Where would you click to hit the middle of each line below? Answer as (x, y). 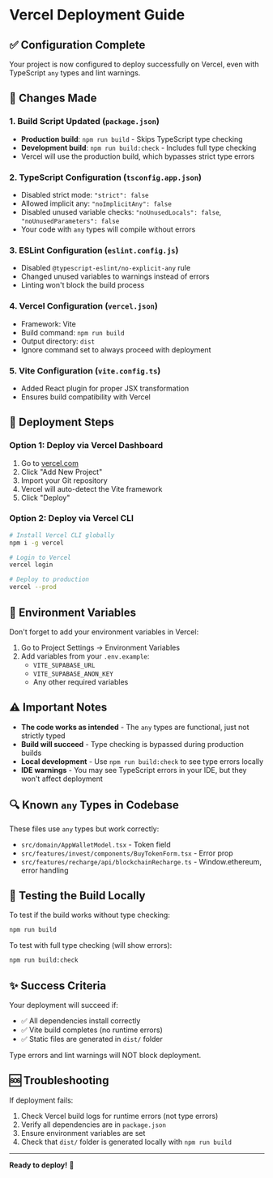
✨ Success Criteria (58, 986)
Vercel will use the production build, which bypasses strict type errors (138, 156)
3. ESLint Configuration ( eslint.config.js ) (94, 250)
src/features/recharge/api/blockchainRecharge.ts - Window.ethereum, (141, 861)
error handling (45, 870)
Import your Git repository (64, 480)
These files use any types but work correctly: (84, 829)
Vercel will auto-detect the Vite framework (92, 489)
